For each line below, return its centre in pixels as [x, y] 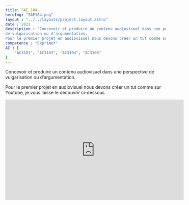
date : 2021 [18, 24]
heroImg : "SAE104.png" [29, 15]
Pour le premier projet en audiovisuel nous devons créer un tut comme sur [83, 87]
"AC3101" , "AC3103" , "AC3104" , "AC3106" [58, 53]
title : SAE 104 [21, 10]
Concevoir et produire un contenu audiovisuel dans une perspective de [80, 72]
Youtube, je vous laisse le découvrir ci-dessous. [56, 93]
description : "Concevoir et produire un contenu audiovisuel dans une [83, 29]
